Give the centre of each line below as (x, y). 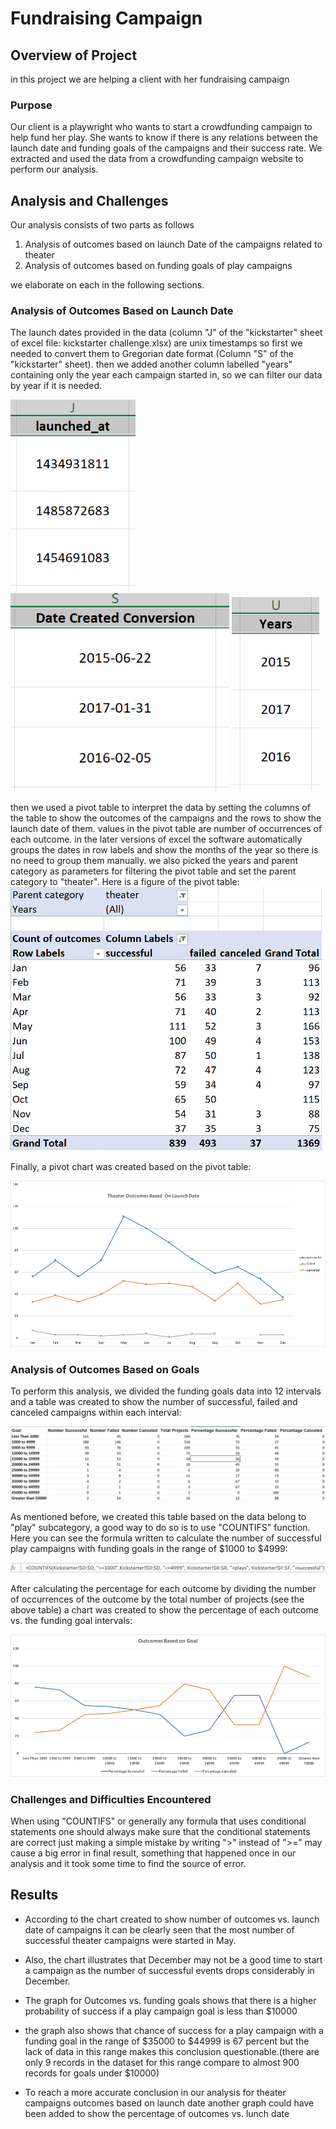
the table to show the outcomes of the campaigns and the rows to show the (166, 818)
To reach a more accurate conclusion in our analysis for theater (155, 2092)
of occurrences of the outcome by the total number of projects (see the (157, 1599)
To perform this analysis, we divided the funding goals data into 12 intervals (166, 1391)
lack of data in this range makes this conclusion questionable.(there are (172, 2051)
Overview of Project (74, 55)
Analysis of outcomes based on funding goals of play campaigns (158, 266)
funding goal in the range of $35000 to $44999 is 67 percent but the (167, 2041)
